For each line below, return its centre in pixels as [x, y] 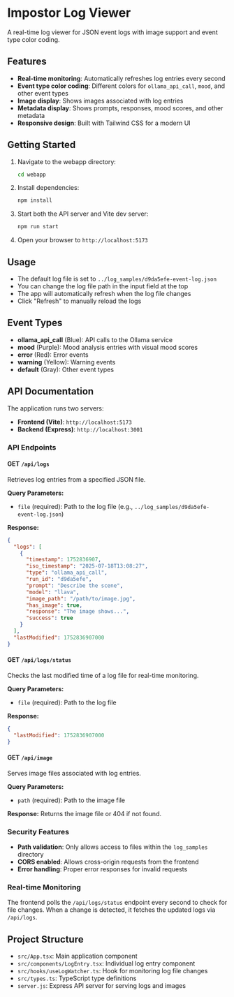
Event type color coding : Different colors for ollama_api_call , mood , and [121, 86]
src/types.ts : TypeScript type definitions [77, 978]
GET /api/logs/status [39, 660]
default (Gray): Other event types [65, 369]
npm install [35, 200]
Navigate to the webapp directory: [67, 161]
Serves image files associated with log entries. [74, 773]
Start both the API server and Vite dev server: [83, 214]
